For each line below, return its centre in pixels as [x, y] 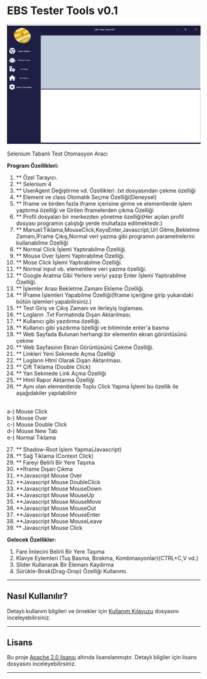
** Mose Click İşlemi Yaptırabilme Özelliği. [69, 262]
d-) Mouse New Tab [32, 431]
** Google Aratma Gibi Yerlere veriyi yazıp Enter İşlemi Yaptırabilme [101, 275]
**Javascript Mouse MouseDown [59, 489]
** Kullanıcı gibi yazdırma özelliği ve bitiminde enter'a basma [92, 328]
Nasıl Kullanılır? [37, 596]
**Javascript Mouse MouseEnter [58, 514]
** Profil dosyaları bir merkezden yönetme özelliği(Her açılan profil [100, 216]
